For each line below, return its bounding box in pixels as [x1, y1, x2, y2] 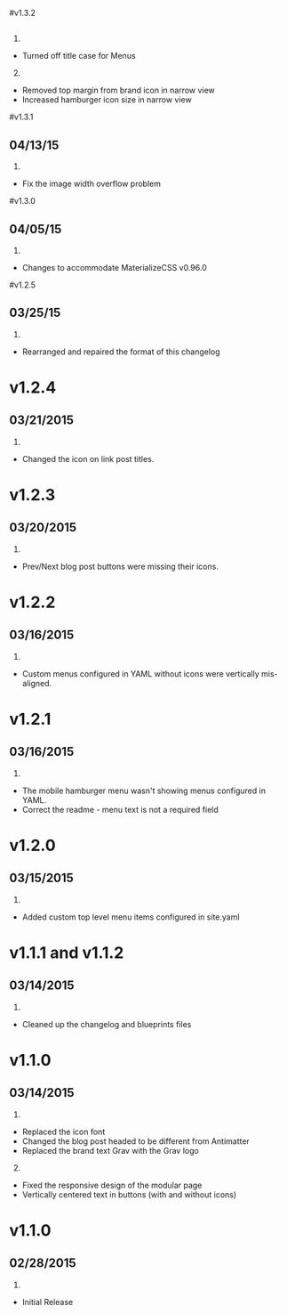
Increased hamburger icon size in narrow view [21, 94, 193, 105]
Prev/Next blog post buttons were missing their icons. [21, 561, 219, 572]
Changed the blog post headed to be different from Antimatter [21, 1135, 251, 1147]
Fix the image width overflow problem [21, 178, 162, 190]
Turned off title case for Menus [21, 51, 136, 61]
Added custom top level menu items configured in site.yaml [21, 912, 240, 922]
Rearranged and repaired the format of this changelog [21, 346, 220, 357]
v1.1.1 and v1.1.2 [9, 943, 124, 963]
